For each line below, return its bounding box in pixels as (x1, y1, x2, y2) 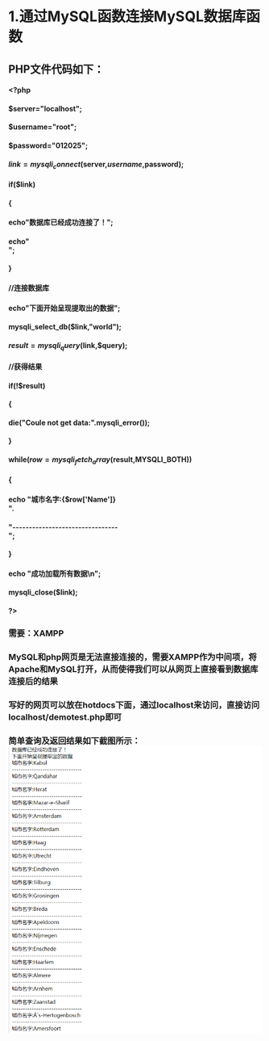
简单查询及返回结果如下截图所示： (8, 735, 141, 746)
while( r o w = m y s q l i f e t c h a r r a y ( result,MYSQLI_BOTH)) (8, 455, 192, 466)
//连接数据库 (8, 283, 50, 292)
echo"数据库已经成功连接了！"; (8, 217, 114, 227)
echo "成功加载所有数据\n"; (8, 569, 101, 578)
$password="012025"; (8, 141, 89, 150)
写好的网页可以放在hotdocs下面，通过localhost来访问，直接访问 (8, 699, 260, 711)
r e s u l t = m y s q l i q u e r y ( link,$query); (8, 340, 128, 352)
